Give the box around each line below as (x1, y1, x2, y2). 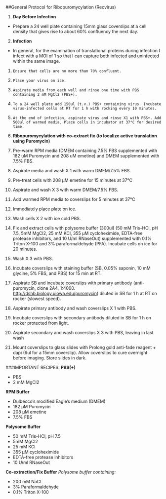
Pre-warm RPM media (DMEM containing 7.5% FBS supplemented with (12, 148, 158, 154)
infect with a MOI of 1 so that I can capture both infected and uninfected (12, 53, 160, 59)
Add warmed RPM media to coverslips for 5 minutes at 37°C (12, 196, 135, 202)
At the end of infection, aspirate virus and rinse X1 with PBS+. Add (12, 115, 162, 120)
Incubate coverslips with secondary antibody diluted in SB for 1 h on (12, 315, 151, 320)
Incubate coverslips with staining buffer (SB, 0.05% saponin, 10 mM (12, 265, 151, 271)
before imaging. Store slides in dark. (12, 355, 87, 361)
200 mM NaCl (12, 479, 41, 484)
